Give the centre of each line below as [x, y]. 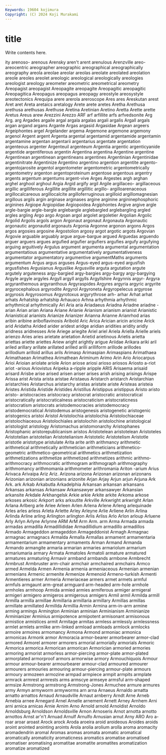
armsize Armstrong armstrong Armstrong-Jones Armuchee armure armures [83, 685]
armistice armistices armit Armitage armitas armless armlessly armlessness [82, 622]
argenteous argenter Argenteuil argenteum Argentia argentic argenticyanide [83, 147]
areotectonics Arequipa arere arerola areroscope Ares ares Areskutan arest [82, 99]
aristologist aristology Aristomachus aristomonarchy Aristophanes [73, 426]
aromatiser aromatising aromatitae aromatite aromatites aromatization [76, 743]
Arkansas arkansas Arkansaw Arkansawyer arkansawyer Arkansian [74, 490]
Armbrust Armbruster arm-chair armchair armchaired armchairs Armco [78, 564]
